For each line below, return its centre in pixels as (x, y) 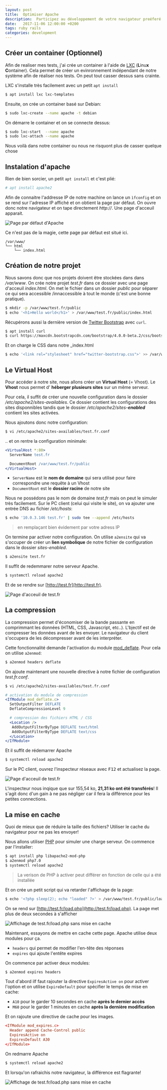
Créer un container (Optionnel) (54, 53)
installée (26, 880)
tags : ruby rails (23, 28)
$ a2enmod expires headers (33, 972)
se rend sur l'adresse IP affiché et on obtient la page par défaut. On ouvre (81, 203)
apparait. (14, 213)
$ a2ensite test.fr (25, 557)
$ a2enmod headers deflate (33, 662)
